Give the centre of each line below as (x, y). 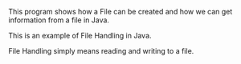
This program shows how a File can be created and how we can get (120, 12)
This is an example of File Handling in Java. (80, 36)
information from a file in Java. (59, 20)
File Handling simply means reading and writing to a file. (101, 51)
